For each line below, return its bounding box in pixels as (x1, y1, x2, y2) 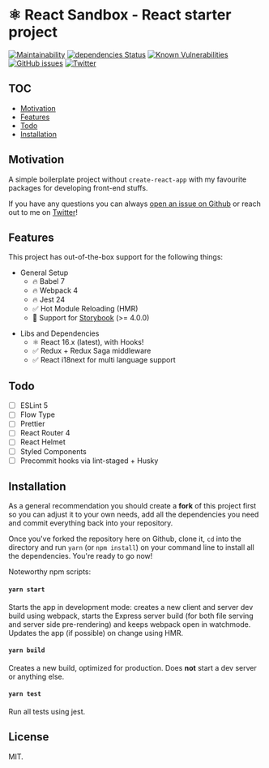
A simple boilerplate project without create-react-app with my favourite (8, 174, 247, 184)
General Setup (19, 268, 69, 277)
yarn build (8, 646, 45, 654)
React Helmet (19, 437, 66, 447)
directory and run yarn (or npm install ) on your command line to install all (8, 543, 255, 552)
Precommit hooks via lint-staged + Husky (19, 456, 159, 466)
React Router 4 (19, 428, 70, 438)
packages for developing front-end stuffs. (8, 182, 148, 192)
